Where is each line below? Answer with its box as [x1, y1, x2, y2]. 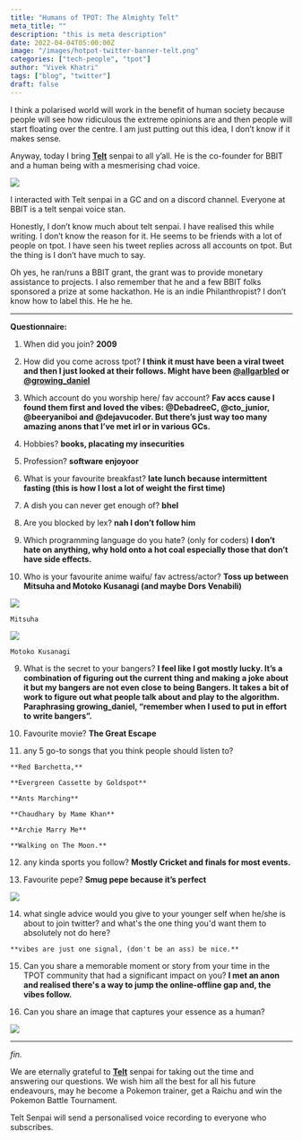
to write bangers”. [22, 710, 92, 721]
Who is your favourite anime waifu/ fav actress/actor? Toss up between [22, 571, 289, 582]
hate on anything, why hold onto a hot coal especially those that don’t [22, 544, 289, 555]
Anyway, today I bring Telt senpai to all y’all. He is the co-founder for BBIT [10, 150, 283, 161]
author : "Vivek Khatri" [10, 64, 99, 73]
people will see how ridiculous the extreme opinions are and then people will [10, 114, 293, 125]
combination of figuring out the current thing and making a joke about [22, 672, 289, 683]
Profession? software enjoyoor [22, 455, 140, 466]
